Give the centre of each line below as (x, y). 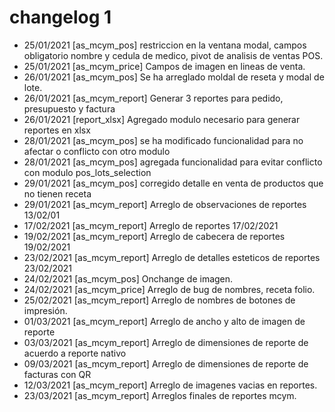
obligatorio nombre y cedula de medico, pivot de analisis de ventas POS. (173, 55)
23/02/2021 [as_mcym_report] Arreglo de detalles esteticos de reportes (172, 257)
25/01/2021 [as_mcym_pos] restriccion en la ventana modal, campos (165, 45)
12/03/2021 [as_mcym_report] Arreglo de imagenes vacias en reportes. (170, 385)
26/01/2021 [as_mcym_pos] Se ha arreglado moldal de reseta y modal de (174, 77)
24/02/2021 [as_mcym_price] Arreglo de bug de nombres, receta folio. (169, 289)
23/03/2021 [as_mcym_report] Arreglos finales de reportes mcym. (160, 395)
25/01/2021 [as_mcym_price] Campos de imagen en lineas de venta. (164, 66)
